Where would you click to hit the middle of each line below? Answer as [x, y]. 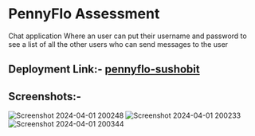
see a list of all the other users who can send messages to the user [118, 44]
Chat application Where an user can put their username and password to [127, 36]
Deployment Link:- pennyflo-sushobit [104, 70]
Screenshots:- [45, 96]
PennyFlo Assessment [84, 14]
